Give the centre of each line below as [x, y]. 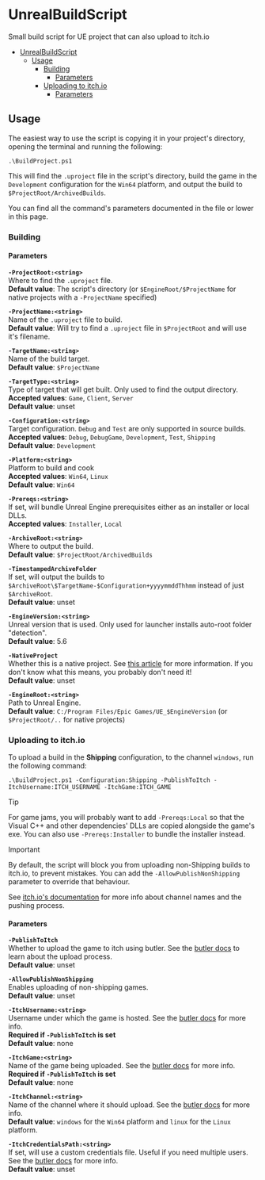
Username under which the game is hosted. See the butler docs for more [127, 1018]
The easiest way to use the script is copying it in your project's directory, [127, 138]
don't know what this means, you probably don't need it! [100, 672]
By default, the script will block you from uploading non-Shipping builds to [129, 865]
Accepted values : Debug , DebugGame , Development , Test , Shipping [112, 437]
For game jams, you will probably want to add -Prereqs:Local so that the [127, 818]
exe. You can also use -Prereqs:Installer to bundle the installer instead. [127, 834]
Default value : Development [52, 445]
